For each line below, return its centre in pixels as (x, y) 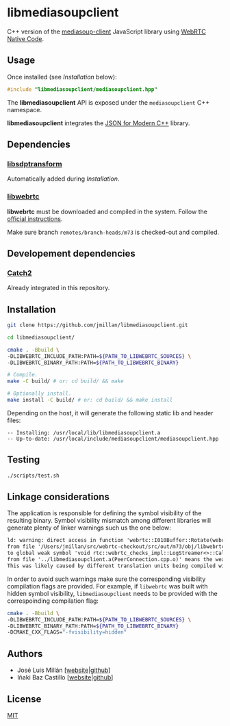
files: (14, 420)
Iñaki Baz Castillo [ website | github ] (65, 677)
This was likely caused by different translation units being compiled (111, 566)
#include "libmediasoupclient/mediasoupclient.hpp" (82, 89)
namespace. (25, 109)
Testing (24, 460)
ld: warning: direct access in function (66, 541)
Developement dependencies (71, 254)
